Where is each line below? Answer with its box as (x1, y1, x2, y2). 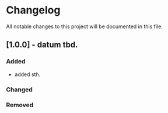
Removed (6, 101, 34, 109)
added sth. (14, 71, 41, 78)
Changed (6, 85, 33, 94)
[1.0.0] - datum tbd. (6, 40, 78, 50)
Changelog (6, 4, 61, 17)
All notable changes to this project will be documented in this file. (6, 23, 163, 30)
